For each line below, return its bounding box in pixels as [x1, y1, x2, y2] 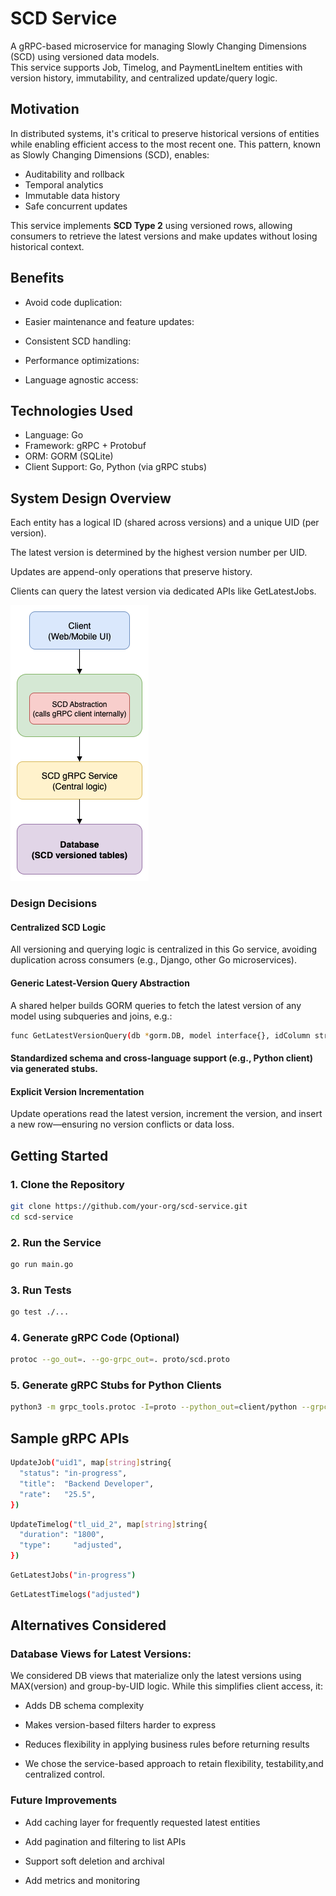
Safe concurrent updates [24, 200, 128, 212]
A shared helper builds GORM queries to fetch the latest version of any [10, 999, 302, 1011]
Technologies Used [10, 402, 133, 419]
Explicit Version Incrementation [10, 1085, 145, 1097]
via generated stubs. [10, 1062, 99, 1074]
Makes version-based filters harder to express [24, 1719, 217, 1731]
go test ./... [10, 1307, 70, 1317]
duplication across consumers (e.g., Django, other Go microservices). [10, 954, 297, 966]
